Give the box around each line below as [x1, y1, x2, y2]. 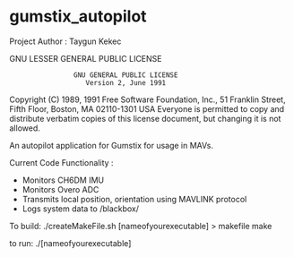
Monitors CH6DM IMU [22, 175, 105, 185]
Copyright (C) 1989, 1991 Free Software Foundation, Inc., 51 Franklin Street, [9, 94, 286, 105]
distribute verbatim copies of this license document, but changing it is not [9, 113, 281, 124]
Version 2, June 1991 [85, 78, 167, 87]
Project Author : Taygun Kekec [9, 36, 122, 47]
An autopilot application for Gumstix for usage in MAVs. [9, 140, 213, 150]
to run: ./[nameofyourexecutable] [9, 237, 132, 248]
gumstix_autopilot [9, 6, 147, 27]
